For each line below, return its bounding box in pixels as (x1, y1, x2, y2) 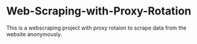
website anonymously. (6, 30, 62, 37)
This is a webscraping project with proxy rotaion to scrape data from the (6, 24, 187, 31)
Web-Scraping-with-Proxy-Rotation (6, 4, 192, 18)
